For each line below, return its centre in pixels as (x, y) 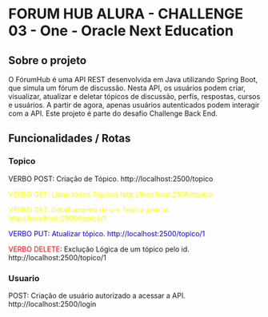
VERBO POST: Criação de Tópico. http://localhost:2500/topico (111, 178)
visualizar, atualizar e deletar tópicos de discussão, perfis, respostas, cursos (134, 96)
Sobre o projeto (47, 60)
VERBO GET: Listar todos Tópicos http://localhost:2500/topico (111, 194)
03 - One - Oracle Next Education (121, 31)
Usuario (24, 278)
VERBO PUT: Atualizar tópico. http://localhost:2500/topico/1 (107, 233)
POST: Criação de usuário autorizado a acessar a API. (97, 295)
